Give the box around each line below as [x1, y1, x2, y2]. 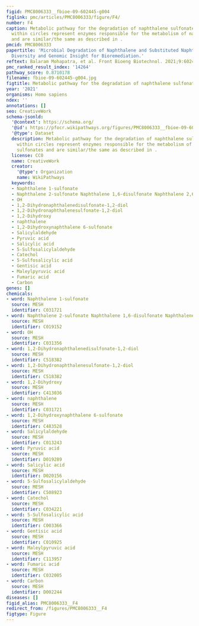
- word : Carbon [6, 578, 44, 584]
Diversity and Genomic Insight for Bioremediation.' [11, 53, 145, 59]
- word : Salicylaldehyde [6, 429, 68, 435]
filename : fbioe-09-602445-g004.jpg [6, 75, 97, 81]
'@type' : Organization [17, 169, 73, 175]
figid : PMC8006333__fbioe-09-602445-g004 [6, 8, 110, 15]
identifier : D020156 [11, 473, 62, 479]
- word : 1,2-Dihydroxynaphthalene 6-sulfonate [6, 412, 123, 418]
